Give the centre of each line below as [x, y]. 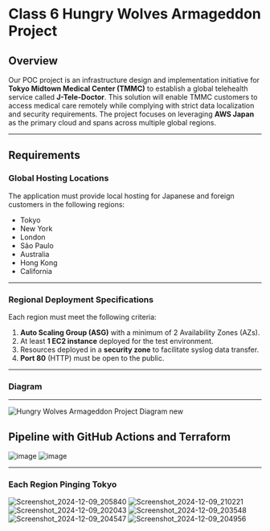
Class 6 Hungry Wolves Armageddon [135, 14]
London [33, 237]
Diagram [25, 386]
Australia [35, 254]
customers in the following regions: [67, 204]
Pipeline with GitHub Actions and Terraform [120, 437]
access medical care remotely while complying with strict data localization [131, 106]
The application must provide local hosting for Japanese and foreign [121, 196]
